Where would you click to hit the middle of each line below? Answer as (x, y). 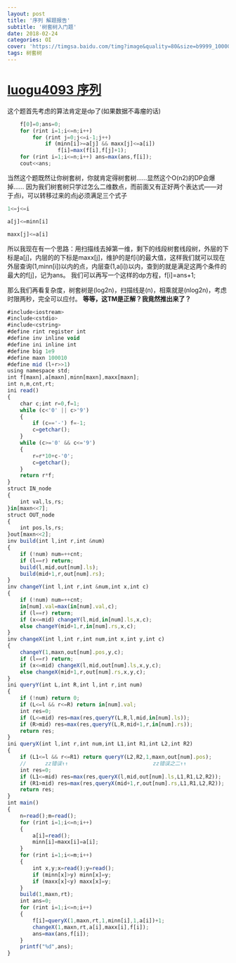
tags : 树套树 (25, 53)
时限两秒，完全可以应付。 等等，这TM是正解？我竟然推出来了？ (99, 298)
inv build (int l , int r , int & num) (56, 541)
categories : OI (29, 40)
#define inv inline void (44, 339)
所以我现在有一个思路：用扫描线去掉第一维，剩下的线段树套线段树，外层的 (115, 248)
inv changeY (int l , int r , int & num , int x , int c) (78, 587)
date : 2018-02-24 (33, 33)
